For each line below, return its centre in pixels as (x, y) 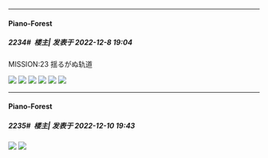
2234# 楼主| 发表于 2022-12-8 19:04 (71, 42)
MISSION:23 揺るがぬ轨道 (51, 64)
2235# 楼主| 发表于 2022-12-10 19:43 (72, 125)
